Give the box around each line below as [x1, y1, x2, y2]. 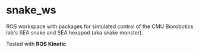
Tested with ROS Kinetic [6, 40, 67, 47]
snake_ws [6, 4, 56, 17]
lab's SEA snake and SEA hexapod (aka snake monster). [6, 29, 144, 36]
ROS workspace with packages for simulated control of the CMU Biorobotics [6, 23, 194, 30]
